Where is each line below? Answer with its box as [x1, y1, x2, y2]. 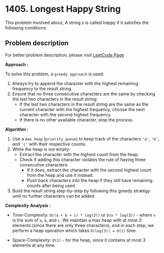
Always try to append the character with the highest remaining [12, 80, 139, 86]
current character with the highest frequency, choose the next [19, 106, 145, 112]
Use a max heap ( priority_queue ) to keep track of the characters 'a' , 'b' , [12, 136, 160, 141]
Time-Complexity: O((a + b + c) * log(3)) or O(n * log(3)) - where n [12, 212, 156, 218]
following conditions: [5, 24, 47, 30]
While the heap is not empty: [12, 146, 70, 152]
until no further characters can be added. [12, 193, 95, 199]
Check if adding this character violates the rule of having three [19, 157, 146, 162]
